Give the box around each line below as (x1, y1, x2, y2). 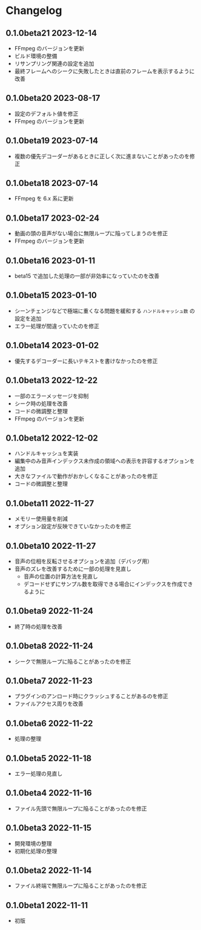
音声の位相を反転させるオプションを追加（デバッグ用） (14, 557, 153, 565)
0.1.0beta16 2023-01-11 (5, 255, 95, 266)
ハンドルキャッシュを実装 (14, 450, 79, 457)
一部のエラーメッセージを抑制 (14, 392, 89, 399)
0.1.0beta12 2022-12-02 (5, 433, 98, 443)
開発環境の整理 (14, 839, 52, 847)
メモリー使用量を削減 (14, 515, 68, 523)
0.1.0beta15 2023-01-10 (5, 290, 97, 301)
